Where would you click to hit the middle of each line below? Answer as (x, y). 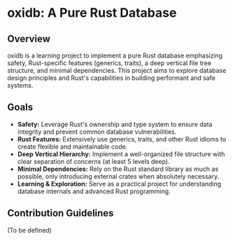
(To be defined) (30, 230)
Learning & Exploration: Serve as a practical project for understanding (119, 184)
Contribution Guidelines (61, 213)
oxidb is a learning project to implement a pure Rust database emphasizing (115, 55)
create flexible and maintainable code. (72, 146)
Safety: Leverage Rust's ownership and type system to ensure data (115, 124)
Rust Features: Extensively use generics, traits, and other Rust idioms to (122, 139)
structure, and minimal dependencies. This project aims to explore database (117, 70)
